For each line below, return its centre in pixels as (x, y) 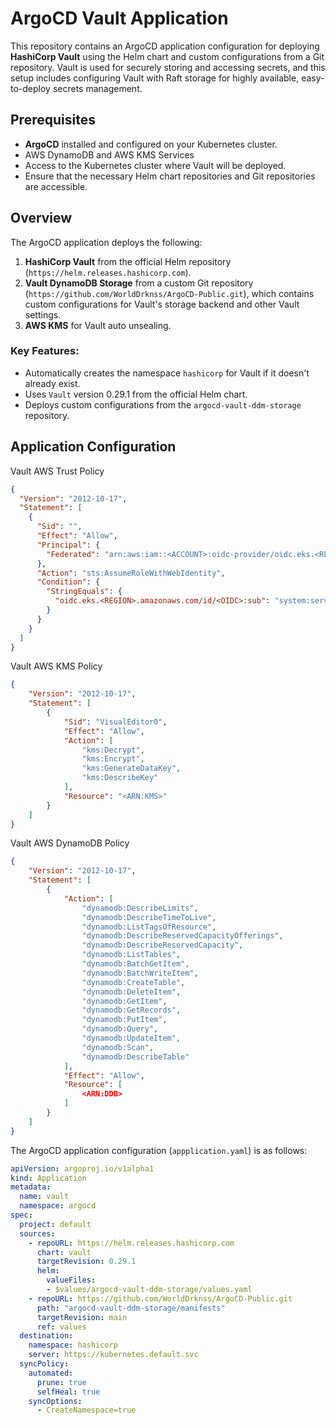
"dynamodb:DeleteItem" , (131, 992)
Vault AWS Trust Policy (57, 471)
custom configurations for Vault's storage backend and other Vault (162, 304)
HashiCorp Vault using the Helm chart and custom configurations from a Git (167, 56)
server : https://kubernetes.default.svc (113, 1355)
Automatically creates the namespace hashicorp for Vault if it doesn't (167, 373)
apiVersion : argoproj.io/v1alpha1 (82, 1168)
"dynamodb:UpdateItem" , (131, 1038)
